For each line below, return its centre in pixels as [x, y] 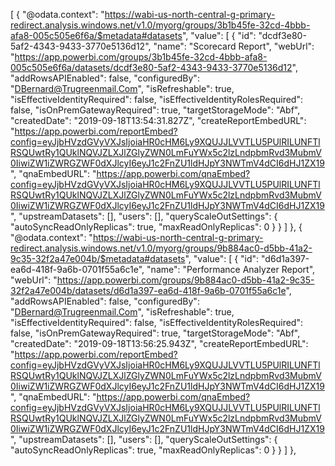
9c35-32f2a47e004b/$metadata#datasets [98, 258]
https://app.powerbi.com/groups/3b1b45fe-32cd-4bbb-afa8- [141, 57]
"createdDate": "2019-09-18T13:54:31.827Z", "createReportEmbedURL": [158, 120]
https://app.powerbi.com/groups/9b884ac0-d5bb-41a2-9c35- [185, 280]
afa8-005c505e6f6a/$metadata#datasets [96, 35]
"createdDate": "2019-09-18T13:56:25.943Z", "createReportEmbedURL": [159, 343]
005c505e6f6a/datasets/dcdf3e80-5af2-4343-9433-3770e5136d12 [151, 67]
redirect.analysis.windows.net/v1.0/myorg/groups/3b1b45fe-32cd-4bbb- [160, 25]
